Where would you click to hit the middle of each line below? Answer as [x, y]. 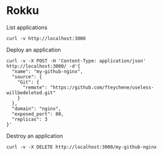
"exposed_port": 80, [38, 114]
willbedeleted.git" [31, 93]
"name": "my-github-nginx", [48, 71]
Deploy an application [34, 50]
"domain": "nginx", [37, 109]
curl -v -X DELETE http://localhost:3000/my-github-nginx [81, 147]
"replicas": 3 [30, 119]
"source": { [27, 76]
